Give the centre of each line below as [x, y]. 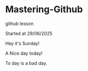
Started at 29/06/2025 [29, 33]
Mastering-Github [44, 9]
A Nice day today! [24, 53]
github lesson [20, 23]
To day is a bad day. [26, 63]
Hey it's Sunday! [22, 43]
